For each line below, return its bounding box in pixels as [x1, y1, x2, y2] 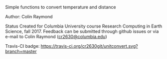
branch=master [5, 49, 37, 54]
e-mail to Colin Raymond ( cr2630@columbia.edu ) [5, 34, 107, 39]
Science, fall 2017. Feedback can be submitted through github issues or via [5, 29, 159, 34]
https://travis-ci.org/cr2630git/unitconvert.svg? [40, 43, 138, 49]
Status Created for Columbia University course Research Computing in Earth [5, 23, 163, 29]
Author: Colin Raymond [5, 14, 53, 19]
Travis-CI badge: [5, 43, 40, 49]
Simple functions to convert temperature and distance [5, 4, 116, 10]
